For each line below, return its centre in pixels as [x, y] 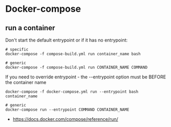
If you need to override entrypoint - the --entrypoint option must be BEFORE [86, 77]
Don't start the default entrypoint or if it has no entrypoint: [67, 40]
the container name [26, 82]
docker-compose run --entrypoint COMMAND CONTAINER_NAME [67, 110]
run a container [30, 28]
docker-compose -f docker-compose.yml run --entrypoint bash [72, 92]
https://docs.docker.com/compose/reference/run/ [66, 119]
